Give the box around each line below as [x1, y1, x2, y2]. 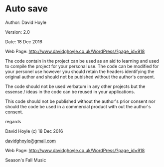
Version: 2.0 [5, 29, 30, 35]
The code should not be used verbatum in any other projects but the [5, 83, 146, 89]
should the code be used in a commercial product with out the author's [5, 103, 151, 109]
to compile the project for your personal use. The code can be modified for [5, 63, 159, 69]
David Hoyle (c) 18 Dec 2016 [5, 128, 63, 134]
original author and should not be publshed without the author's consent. [5, 74, 156, 80]
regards [5, 118, 21, 124]
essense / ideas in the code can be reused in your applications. [5, 88, 136, 94]
